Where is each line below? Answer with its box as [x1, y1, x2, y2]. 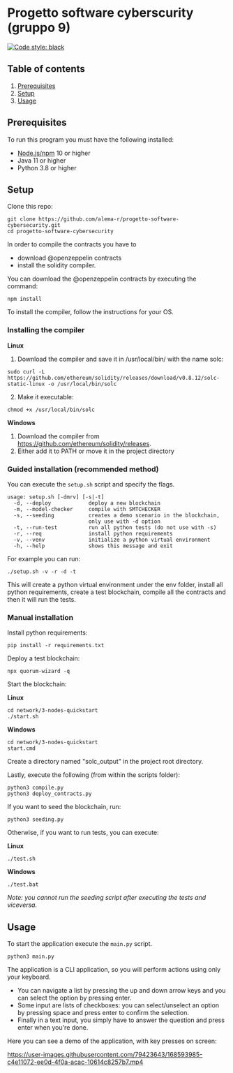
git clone [7, 216, 36, 223]
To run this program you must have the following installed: [7, 135, 174, 144]
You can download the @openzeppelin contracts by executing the [7, 274, 197, 283]
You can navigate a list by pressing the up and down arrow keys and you [17, 986, 226, 995]
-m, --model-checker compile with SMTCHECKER [13, 505, 160, 512]
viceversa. [7, 901, 37, 909]
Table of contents [7, 63, 85, 75]
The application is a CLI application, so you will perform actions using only [7, 965, 221, 974]
